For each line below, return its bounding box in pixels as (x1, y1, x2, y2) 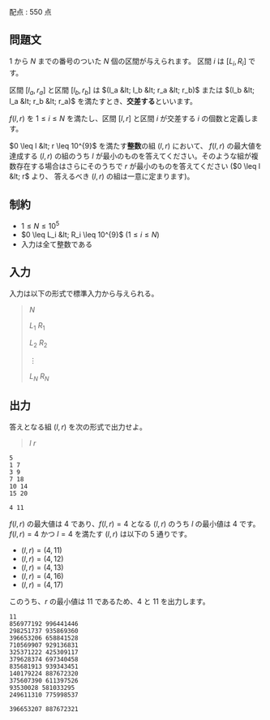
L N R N (28, 372, 49, 383)
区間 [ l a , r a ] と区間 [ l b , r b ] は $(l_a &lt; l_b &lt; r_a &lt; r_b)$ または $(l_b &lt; (9, 84, 255, 97)
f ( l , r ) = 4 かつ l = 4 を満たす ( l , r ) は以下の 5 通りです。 (9, 528, 191, 538)
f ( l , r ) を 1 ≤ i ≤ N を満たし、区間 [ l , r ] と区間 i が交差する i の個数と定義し (9, 114, 251, 123)
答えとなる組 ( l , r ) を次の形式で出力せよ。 (9, 421, 147, 432)
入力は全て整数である (20, 239, 92, 249)
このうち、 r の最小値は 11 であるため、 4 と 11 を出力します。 (9, 596, 210, 606)
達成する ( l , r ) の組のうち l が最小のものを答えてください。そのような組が (9, 151, 252, 161)
